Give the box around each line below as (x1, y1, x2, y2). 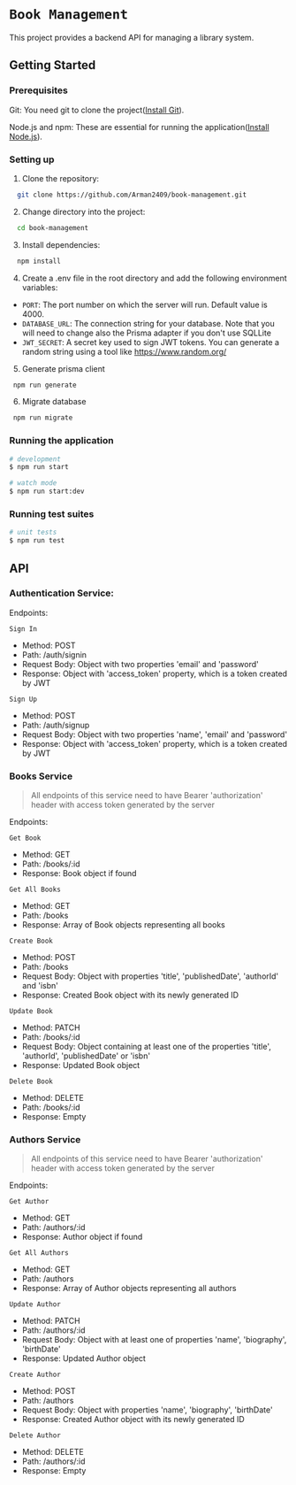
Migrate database (21, 396, 87, 407)
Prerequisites (9, 84, 68, 96)
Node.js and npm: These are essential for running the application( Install (9, 121, 269, 132)
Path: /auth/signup (21, 719, 90, 730)
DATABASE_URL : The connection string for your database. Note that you (21, 318, 276, 328)
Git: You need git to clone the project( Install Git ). (9, 104, 185, 115)
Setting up (9, 153, 55, 165)
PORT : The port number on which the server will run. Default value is (21, 299, 268, 310)
